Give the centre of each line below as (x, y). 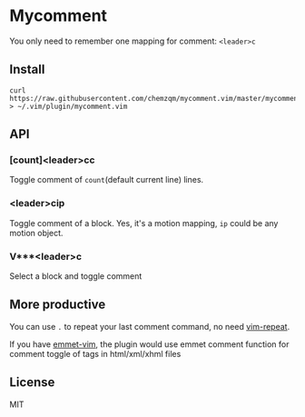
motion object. (36, 233)
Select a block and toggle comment (76, 276)
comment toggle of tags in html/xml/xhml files (95, 353)
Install (27, 69)
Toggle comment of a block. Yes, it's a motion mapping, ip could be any (144, 223)
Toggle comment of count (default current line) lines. (107, 180)
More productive (58, 305)
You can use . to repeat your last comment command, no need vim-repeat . (150, 326)
